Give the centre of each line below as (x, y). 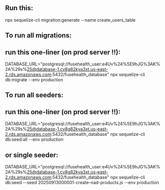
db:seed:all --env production (34, 139)
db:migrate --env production (34, 80)
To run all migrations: (39, 36)
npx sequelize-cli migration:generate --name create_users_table (70, 20)
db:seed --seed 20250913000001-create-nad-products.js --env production (82, 183)
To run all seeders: (34, 95)
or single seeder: (32, 155)
